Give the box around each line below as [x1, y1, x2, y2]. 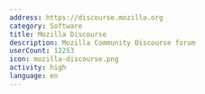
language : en [9, 72, 59, 81]
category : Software [9, 21, 83, 30]
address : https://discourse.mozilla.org [9, 13, 164, 22]
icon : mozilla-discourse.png [9, 55, 119, 64]
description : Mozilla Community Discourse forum [9, 38, 196, 47]
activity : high [9, 64, 67, 73]
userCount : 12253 [9, 47, 75, 56]
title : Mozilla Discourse [9, 30, 107, 38]
